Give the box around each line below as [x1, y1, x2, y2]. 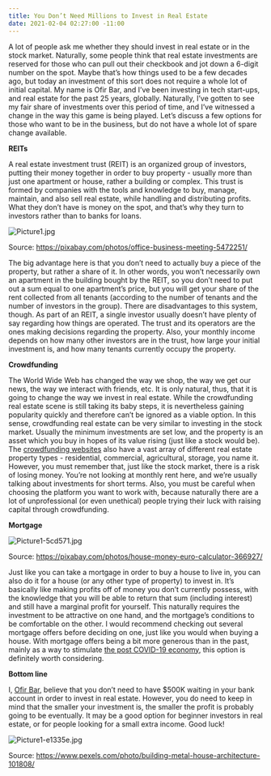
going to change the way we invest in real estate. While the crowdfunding [8, 392, 253, 402]
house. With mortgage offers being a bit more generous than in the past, [8, 636, 250, 646]
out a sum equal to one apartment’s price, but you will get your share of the [8, 284, 259, 293]
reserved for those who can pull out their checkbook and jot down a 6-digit [8, 58, 259, 69]
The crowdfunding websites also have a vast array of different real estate [8, 444, 252, 454]
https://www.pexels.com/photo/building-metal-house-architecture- [36, 750, 260, 760]
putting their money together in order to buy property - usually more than [8, 168, 252, 177]
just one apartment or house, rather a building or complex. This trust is [8, 176, 244, 186]
